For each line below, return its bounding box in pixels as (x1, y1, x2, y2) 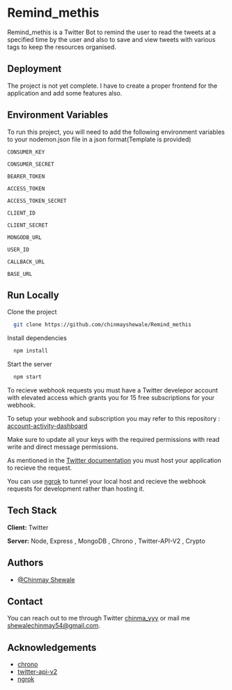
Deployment (7, 63, 62, 75)
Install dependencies (7, 334, 68, 342)
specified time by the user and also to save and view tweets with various (7, 35, 216, 43)
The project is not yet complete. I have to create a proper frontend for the (7, 82, 218, 90)
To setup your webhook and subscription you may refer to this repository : (7, 415, 221, 422)
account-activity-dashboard (7, 422, 88, 430)
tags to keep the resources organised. (7, 43, 116, 51)
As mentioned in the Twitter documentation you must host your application (7, 457, 222, 464)
